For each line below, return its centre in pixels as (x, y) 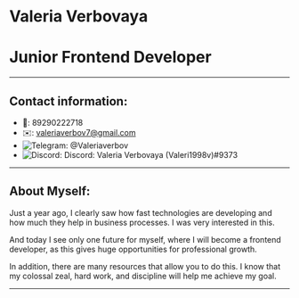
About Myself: (50, 191)
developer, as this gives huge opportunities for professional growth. (133, 249)
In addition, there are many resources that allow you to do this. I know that (145, 266)
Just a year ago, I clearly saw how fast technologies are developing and (141, 212)
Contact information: (69, 101)
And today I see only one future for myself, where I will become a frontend (145, 239)
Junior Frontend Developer (110, 58)
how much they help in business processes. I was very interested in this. (142, 222)
